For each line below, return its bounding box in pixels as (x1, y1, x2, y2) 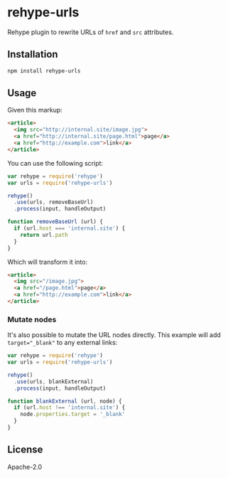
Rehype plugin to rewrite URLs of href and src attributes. (7, 28, 174, 36)
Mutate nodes (7, 314, 57, 324)
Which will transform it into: (7, 257, 87, 266)
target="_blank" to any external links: (7, 339, 118, 347)
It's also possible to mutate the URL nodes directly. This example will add (7, 331, 222, 339)
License (7, 444, 43, 456)
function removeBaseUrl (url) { (7, 218, 103, 225)
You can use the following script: (7, 159, 104, 167)
